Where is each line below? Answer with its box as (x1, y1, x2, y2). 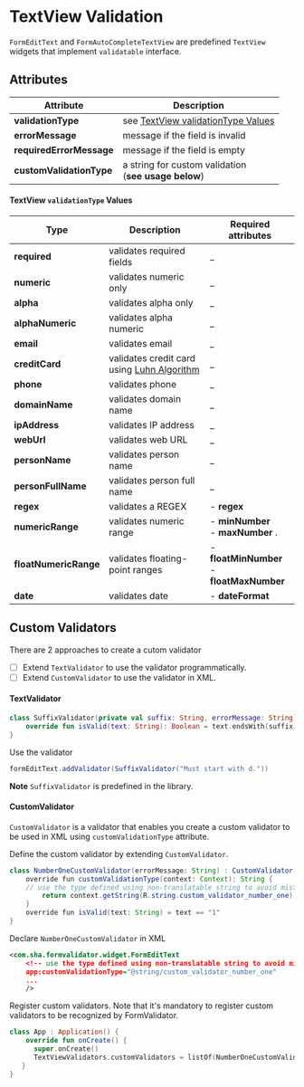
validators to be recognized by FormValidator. (9, 1010, 179, 1021)
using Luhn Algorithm (108, 363, 200, 376)
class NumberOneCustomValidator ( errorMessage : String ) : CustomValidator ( (9, 866, 298, 875)
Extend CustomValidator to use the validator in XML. (22, 672, 216, 682)
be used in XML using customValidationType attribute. (9, 831, 210, 842)
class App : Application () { (9, 1027, 119, 1037)
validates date (108, 589, 169, 602)
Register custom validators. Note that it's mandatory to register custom (9, 1000, 274, 1011)
